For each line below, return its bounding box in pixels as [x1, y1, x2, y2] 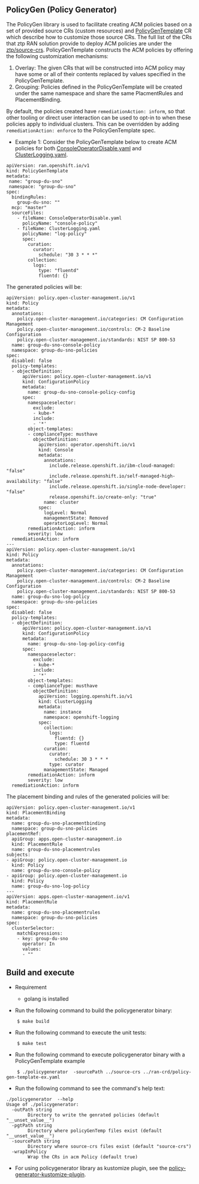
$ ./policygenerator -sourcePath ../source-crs [17, 1069, 141, 1075]
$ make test [17, 1040, 47, 1046]
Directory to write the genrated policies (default [28, 1111, 160, 1118]
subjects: [6, 851, 31, 857]
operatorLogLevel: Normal [44, 520, 109, 526]
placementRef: [6, 830, 42, 836]
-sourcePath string [11, 1138, 61, 1144]
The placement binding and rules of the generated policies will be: [6, 793, 170, 800]
